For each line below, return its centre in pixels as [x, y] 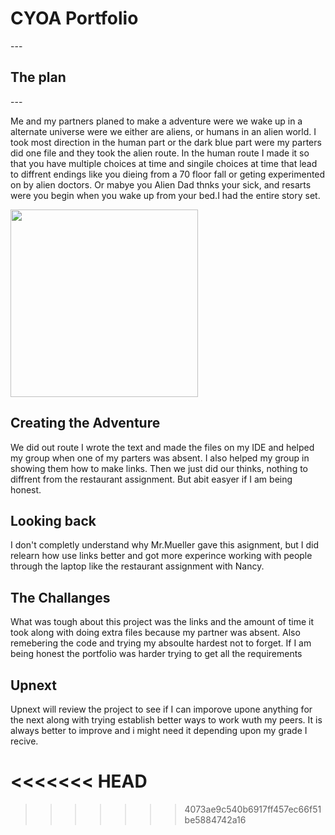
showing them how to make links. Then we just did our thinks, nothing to [159, 468]
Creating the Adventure [85, 423]
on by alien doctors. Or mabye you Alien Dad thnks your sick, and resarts [161, 184]
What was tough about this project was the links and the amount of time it [162, 622]
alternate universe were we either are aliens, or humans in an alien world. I [163, 131]
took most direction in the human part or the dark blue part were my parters [166, 142]
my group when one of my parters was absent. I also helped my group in [160, 458]
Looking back [53, 520]
